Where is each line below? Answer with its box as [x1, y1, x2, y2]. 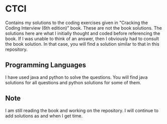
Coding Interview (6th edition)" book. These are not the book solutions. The [5, 25, 162, 31]
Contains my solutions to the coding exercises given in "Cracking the [5, 20, 148, 26]
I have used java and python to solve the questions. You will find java [5, 74, 148, 80]
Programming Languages [5, 61, 87, 69]
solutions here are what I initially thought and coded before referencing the [5, 30, 160, 36]
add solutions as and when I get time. [5, 112, 83, 118]
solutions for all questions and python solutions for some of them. [5, 79, 141, 85]
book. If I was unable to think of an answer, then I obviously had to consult [5, 36, 159, 42]
